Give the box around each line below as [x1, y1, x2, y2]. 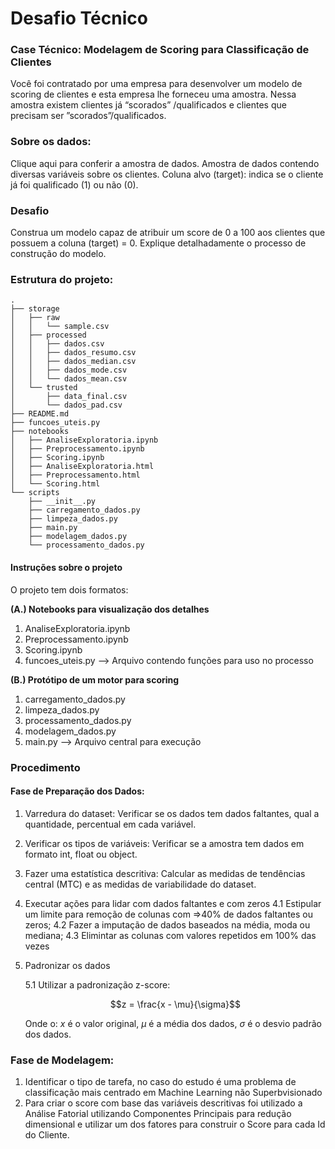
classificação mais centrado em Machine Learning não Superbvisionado [24, 1087, 323, 1098]
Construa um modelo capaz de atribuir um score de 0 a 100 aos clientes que [10, 227, 326, 239]
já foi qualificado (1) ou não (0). [10, 178, 139, 191]
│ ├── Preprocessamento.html [10, 470, 141, 481]
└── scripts [10, 488, 60, 498]
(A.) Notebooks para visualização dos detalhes [10, 603, 210, 615]
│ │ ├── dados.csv [10, 339, 105, 349]
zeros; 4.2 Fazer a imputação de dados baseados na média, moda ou [24, 918, 311, 931]
